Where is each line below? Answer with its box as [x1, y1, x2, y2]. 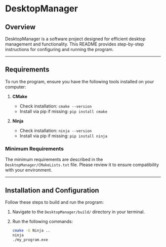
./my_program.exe [12, 237, 48, 242]
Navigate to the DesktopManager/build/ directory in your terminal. [12, 209, 145, 215]
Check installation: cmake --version [19, 103, 92, 109]
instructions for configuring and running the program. [5, 47, 114, 52]
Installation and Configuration [5, 186, 99, 194]
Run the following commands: [12, 218, 73, 224]
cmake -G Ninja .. [12, 228, 50, 233]
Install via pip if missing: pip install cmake [19, 108, 108, 114]
